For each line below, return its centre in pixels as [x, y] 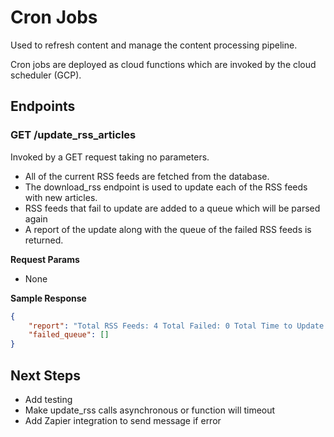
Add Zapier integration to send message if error [123, 420]
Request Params [45, 259]
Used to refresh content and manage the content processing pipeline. [154, 45]
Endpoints [43, 106]
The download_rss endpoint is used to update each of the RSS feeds [166, 187]
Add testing [48, 399]
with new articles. [61, 197]
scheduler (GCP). [46, 75]
